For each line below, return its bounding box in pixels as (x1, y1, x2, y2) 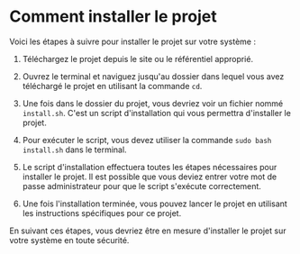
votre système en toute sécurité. (9, 234, 130, 245)
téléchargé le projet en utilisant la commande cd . (22, 80, 203, 91)
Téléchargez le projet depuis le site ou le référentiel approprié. (22, 53, 254, 64)
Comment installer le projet (9, 6, 218, 27)
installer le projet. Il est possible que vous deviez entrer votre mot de (22, 171, 277, 182)
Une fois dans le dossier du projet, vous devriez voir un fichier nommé (22, 97, 284, 109)
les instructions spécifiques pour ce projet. (22, 207, 182, 218)
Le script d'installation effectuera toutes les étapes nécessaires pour (22, 161, 277, 172)
